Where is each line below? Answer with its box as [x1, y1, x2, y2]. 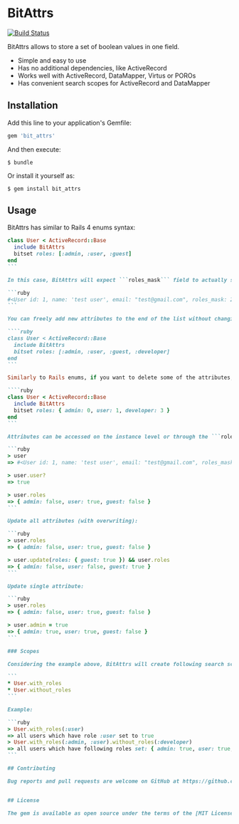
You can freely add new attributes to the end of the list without [7, 315, 212, 323]
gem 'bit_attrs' [7, 132, 55, 140]
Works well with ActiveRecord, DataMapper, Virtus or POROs [17, 71, 196, 80]
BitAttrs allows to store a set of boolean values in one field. [7, 42, 180, 51]
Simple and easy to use [17, 56, 87, 65]
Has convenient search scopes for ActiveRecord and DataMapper [17, 78, 211, 87]
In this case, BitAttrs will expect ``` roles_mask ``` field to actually [7, 276, 228, 283]
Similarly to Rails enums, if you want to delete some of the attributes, [7, 374, 234, 382]
